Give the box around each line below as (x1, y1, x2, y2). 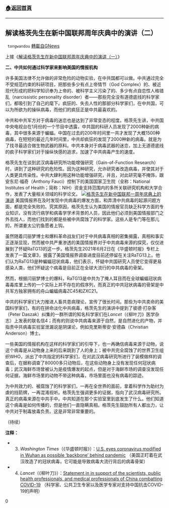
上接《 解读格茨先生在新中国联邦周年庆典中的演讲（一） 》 (5, 54, 122, 60)
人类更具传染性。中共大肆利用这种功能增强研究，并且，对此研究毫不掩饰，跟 (5, 172, 164, 178)
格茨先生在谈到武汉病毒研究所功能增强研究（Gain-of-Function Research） (5, 160, 158, 166)
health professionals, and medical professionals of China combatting (20, 476, 162, 482)
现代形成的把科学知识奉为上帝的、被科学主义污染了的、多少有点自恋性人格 (5, 88, 159, 94)
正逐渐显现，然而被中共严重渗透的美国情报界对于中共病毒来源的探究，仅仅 (5, 239, 159, 245)
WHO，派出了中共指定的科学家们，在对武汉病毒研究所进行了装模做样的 (9, 354, 157, 360)
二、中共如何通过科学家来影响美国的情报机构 (5, 65, 98, 71)
